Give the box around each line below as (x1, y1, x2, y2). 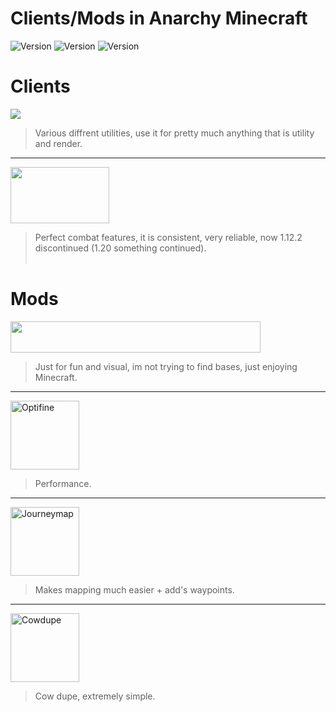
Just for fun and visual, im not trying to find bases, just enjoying (34, 360, 298, 372)
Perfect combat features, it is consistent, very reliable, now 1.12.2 (34, 231, 303, 243)
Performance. (34, 477, 92, 489)
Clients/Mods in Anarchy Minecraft (10, 7, 308, 30)
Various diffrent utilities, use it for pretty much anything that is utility (34, 127, 315, 139)
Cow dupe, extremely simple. (34, 690, 156, 702)
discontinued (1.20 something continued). (34, 242, 207, 254)
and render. (34, 137, 83, 149)
